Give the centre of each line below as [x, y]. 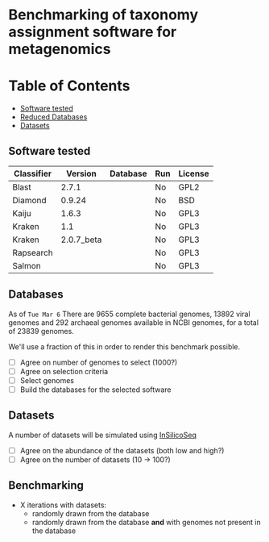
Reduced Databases [54, 117]
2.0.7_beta [81, 240]
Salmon [27, 265]
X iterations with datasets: [63, 505]
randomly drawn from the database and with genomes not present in [147, 522]
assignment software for [93, 32]
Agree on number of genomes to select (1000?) [99, 362]
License [194, 173]
